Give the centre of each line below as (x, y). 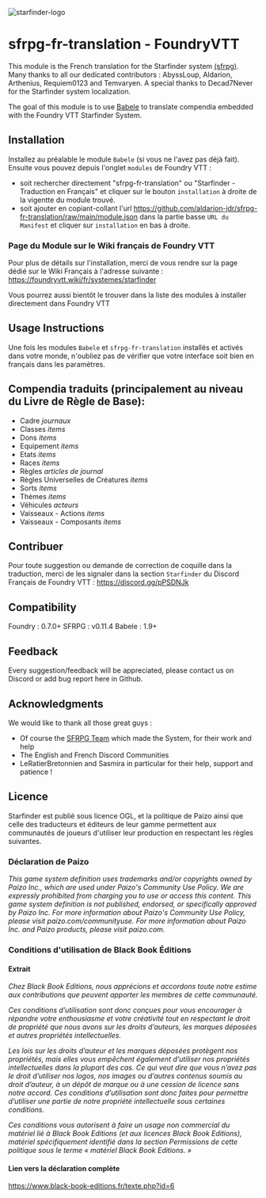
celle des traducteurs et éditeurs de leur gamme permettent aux (112, 824)
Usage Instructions (56, 328)
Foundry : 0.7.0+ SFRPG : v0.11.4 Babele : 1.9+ (83, 627)
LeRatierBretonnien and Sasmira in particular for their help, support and (136, 763)
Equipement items (49, 446)
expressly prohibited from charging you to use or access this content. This (130, 896)
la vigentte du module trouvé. (68, 200)
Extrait (19, 969)
